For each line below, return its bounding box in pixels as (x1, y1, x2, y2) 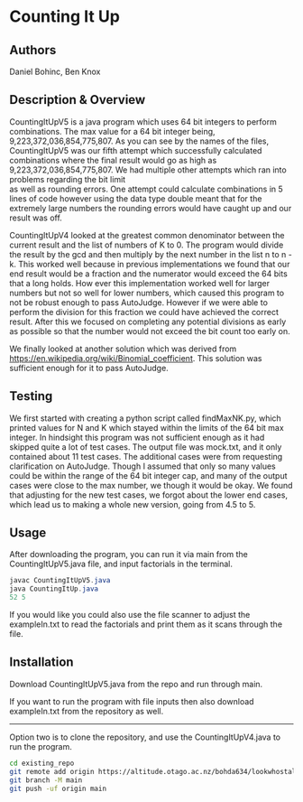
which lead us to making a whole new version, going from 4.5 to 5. (9, 499, 256, 509)
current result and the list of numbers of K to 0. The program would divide (9, 239, 284, 250)
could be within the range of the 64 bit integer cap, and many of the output (9, 470, 288, 480)
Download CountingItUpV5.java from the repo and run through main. (9, 678, 263, 689)
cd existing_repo (9, 759, 75, 768)
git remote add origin (9, 767, 95, 776)
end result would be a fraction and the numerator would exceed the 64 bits (9, 268, 289, 279)
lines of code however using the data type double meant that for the (9, 192, 262, 204)
